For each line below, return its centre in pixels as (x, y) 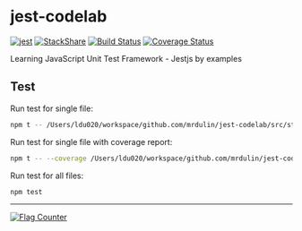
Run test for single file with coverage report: (91, 141)
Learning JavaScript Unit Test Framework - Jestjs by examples (126, 58)
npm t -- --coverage (49, 158)
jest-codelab (59, 17)
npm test (26, 192)
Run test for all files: (47, 175)
